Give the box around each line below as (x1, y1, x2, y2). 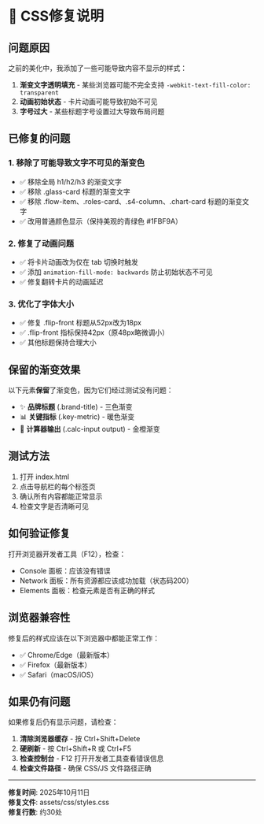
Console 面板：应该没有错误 (19, 566, 111, 575)
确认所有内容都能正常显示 (19, 492, 103, 501)
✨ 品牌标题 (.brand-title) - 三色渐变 (19, 403, 133, 412)
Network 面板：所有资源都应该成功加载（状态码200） (19, 576, 194, 585)
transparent (19, 89, 59, 97)
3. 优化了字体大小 (8, 299, 75, 310)
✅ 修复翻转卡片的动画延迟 (19, 277, 104, 286)
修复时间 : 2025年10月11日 (8, 788, 90, 797)
